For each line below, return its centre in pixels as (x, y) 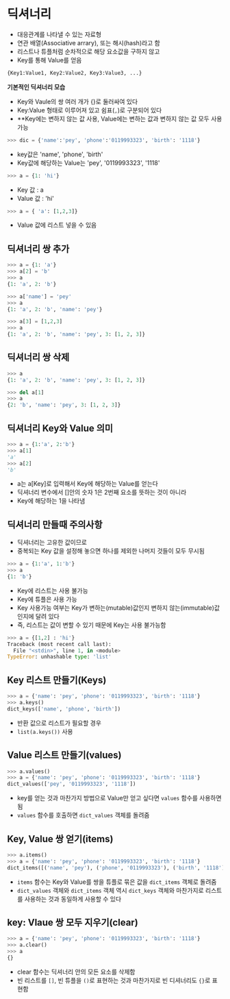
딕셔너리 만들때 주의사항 (55, 525)
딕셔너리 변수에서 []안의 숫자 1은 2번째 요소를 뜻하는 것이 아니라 (102, 492)
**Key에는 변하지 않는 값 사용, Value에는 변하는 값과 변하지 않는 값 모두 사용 (119, 119)
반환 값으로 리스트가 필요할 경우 (59, 723)
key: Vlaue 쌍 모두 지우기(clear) (73, 923)
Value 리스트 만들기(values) (64, 755)
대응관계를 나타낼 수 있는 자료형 (59, 34)
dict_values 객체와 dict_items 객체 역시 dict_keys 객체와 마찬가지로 (110, 890)
